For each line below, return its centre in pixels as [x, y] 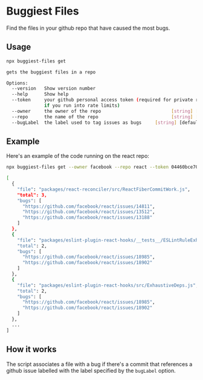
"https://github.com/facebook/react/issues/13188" [87, 218]
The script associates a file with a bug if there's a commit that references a [99, 364]
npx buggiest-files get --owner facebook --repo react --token [88, 167]
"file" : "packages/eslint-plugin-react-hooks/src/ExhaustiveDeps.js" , [108, 285]
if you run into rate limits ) [82, 106]
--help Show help [40, 94]
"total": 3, [32, 195]
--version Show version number [54, 89]
